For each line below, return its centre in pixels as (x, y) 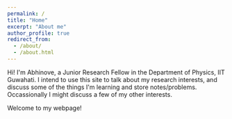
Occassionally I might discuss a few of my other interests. (90, 94)
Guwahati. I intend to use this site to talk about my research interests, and (112, 79)
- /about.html (34, 53)
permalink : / (26, 14)
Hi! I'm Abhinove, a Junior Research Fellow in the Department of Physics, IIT (116, 72)
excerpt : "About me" (37, 26)
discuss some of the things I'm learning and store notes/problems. (102, 87)
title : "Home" (28, 20)
